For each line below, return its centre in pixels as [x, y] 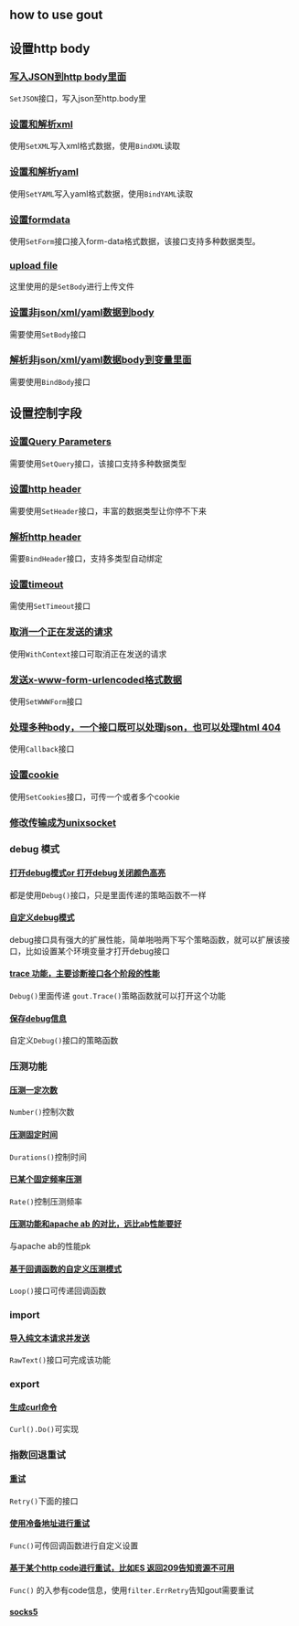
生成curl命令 [33, 1407]
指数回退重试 [38, 1455]
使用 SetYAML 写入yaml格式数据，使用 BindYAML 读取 [101, 193]
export [25, 1385]
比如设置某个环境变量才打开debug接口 [98, 951]
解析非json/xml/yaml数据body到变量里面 [101, 360]
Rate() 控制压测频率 [46, 1201]
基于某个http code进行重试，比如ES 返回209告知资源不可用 [122, 1568]
